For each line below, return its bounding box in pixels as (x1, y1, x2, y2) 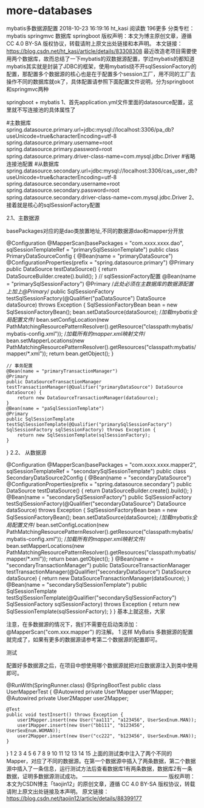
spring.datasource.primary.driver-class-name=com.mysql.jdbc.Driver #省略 (6, 152, 196, 160)
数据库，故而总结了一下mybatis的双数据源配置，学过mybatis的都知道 (22, 55, 195, 62)
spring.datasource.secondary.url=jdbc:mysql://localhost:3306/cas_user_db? (6, 167, 197, 174)
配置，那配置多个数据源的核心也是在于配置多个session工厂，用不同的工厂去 (6, 70, 196, 77)
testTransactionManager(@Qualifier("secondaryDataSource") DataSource (6, 568, 191, 575)
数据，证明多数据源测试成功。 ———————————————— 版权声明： (6, 772, 195, 780)
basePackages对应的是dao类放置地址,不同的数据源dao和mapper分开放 (6, 227, 184, 235)
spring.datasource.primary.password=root (6, 145, 112, 152)
